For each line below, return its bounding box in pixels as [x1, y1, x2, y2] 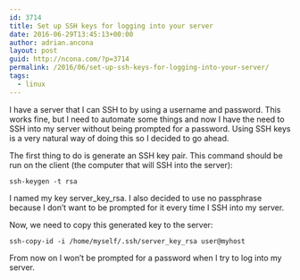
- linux [17, 80, 46, 89]
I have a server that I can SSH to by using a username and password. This [9, 104, 281, 115]
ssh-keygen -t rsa [9, 176, 78, 186]
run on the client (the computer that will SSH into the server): [9, 159, 234, 170]
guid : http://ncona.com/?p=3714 [9, 55, 129, 64]
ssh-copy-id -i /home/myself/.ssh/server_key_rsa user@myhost [9, 236, 246, 246]
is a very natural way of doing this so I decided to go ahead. [9, 132, 229, 143]
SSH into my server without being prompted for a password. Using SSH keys [9, 123, 291, 134]
